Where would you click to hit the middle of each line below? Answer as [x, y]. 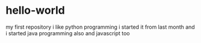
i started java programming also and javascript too [68, 33]
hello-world [36, 10]
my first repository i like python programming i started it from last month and [100, 27]
